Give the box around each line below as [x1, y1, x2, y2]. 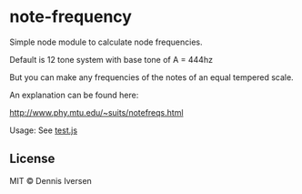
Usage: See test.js [9, 125, 78, 136]
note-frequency [9, 6, 132, 27]
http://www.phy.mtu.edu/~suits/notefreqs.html [9, 107, 184, 117]
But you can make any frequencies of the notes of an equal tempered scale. [9, 71, 294, 83]
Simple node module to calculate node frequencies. [9, 36, 203, 47]
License [9, 151, 55, 167]
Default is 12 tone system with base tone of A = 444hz [9, 54, 214, 65]
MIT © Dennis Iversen [9, 175, 93, 186]
